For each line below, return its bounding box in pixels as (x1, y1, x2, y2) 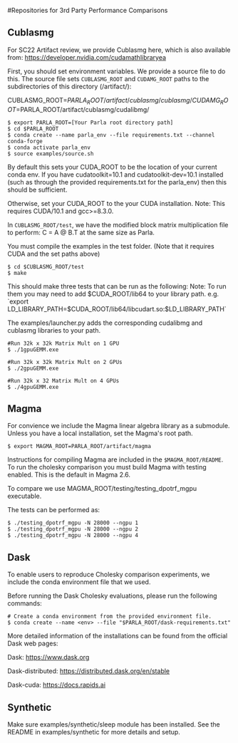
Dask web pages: (7, 639, 58, 648)
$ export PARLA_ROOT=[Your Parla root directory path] (7, 119, 174, 126)
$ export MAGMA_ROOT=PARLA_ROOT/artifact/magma (7, 443, 152, 450)
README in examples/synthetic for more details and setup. (7, 728, 180, 737)
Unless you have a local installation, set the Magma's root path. (7, 429, 194, 437)
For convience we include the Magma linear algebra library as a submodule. (7, 422, 230, 430)
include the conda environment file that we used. (7, 578, 151, 586)
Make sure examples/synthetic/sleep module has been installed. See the (7, 720, 221, 729)
